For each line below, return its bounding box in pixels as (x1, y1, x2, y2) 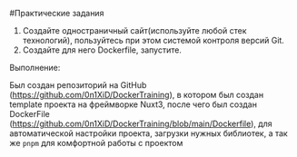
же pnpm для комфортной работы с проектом (9, 138, 183, 148)
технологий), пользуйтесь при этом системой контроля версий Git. (22, 35, 284, 45)
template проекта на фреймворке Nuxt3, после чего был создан (9, 99, 257, 110)
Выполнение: (9, 63, 61, 73)
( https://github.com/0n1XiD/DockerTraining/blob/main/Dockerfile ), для (9, 118, 272, 129)
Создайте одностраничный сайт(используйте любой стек (22, 25, 247, 35)
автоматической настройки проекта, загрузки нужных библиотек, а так (9, 128, 288, 139)
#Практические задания (9, 8, 104, 18)
